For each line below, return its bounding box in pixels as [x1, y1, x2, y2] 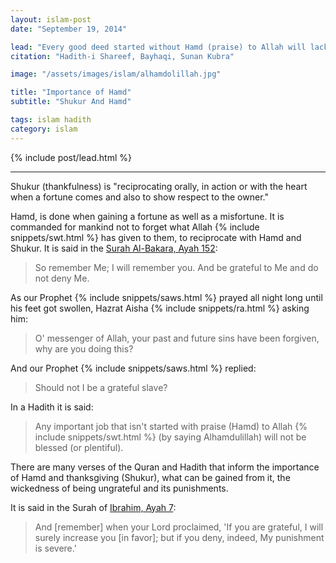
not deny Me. [34, 272, 90, 284]
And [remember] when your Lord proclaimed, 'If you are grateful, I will [34, 521, 324, 533]
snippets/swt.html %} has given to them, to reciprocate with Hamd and [10, 231, 302, 243]
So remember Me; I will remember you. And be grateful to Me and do [34, 261, 319, 273]
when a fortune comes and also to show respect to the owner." [10, 191, 269, 203]
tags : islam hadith [10, 115, 92, 125]
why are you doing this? [34, 342, 134, 355]
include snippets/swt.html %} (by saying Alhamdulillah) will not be [34, 431, 307, 443]
